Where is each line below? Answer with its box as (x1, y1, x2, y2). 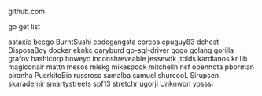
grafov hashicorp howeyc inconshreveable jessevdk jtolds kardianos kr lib (8, 54, 248, 63)
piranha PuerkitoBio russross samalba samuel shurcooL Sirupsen (8, 71, 220, 79)
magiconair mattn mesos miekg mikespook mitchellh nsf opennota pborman (8, 62, 254, 72)
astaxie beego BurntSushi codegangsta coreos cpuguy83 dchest (8, 37, 220, 46)
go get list (8, 22, 41, 31)
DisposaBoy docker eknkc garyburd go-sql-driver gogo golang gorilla (8, 46, 234, 54)
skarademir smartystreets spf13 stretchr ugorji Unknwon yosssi (8, 79, 214, 88)
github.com (8, 7, 46, 16)
